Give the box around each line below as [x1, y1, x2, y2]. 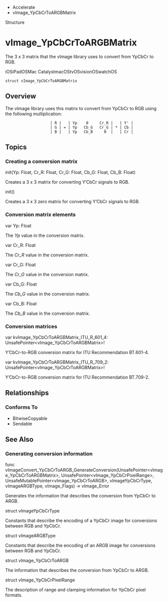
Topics [5, 143, 27, 151]
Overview [5, 92, 37, 101]
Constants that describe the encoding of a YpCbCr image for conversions [5, 518, 157, 524]
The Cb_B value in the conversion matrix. [5, 310, 90, 316]
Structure [5, 20, 25, 25]
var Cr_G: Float [5, 262, 36, 268]
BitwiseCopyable [12, 415, 48, 421]
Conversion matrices [5, 323, 58, 330]
